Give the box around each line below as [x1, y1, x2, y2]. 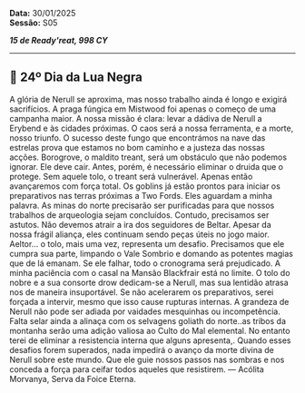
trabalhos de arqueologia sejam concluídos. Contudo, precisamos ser [9, 209, 270, 221]
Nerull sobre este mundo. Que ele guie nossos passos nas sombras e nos [9, 354, 285, 365]
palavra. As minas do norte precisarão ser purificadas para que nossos [9, 200, 275, 211]
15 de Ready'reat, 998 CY [9, 35, 109, 45]
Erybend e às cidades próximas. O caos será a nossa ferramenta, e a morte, [9, 123, 294, 133]
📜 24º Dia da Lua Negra [9, 70, 143, 85]
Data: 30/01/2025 [9, 8, 76, 18]
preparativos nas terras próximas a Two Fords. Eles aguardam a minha [9, 190, 272, 201]
